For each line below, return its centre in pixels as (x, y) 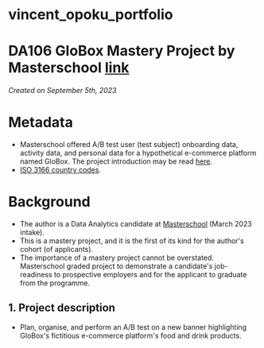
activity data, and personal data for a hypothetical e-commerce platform (138, 153)
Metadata (41, 123)
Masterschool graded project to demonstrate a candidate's (116, 266)
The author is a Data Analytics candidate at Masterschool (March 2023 (136, 223)
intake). (32, 232)
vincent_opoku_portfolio (91, 15)
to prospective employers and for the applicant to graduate (151, 274)
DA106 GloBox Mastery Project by (122, 51)
